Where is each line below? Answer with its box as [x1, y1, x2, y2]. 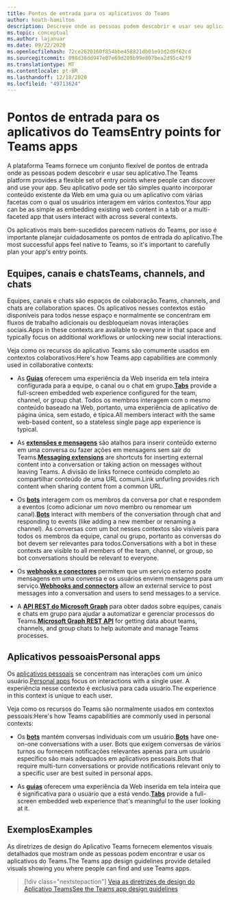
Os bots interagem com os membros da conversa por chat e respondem [16, 495, 221, 504]
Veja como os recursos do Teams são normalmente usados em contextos [7, 704, 214, 713]
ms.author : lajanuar [7, 36, 66, 43]
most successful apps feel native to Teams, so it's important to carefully [7, 241, 210, 249]
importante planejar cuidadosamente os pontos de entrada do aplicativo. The [7, 233, 223, 241]
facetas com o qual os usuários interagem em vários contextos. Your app [7, 198, 212, 206]
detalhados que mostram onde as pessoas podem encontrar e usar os [7, 849, 205, 857]
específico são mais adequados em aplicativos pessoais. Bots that [16, 754, 203, 762]
